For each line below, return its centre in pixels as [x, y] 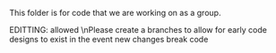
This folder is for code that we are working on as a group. [115, 13]
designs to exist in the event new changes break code [109, 39]
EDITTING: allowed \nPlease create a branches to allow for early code [138, 30]
